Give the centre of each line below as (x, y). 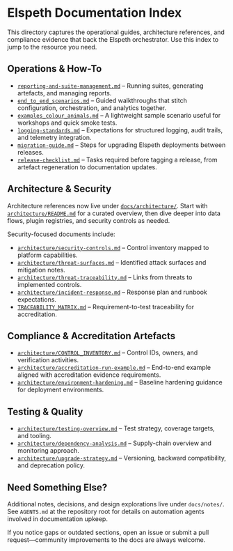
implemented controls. (49, 284)
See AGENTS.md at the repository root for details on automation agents (106, 511)
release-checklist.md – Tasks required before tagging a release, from (117, 160)
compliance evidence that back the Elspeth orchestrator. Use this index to (113, 39)
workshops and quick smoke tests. (67, 123)
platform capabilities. (47, 255)
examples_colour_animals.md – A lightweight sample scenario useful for (119, 115)
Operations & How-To (55, 69)
